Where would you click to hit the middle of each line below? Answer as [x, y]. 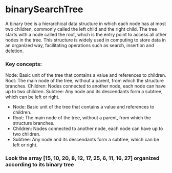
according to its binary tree [40, 165]
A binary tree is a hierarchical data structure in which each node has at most [86, 24]
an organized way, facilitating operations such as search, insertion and [80, 45]
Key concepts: [24, 64]
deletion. [15, 51]
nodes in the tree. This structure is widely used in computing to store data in [86, 40]
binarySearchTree [44, 9]
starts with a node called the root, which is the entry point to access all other [86, 34]
